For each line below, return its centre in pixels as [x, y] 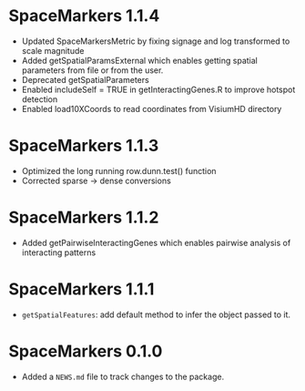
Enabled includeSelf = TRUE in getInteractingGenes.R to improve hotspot [158, 89]
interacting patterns [59, 252]
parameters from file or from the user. [92, 70]
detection [40, 99]
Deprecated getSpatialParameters [85, 79]
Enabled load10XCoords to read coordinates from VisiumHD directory [152, 108]
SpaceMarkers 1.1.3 [84, 146]
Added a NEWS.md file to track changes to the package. [123, 376]
